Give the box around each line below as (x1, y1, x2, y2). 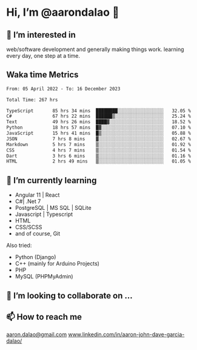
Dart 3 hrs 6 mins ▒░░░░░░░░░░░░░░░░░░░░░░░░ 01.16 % (6, 153, 191, 159)
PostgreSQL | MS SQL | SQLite (15, 204, 92, 212)
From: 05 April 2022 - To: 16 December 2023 (6, 86, 121, 92)
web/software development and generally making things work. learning (6, 45, 184, 53)
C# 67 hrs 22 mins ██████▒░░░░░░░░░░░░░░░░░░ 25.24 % (6, 113, 191, 119)
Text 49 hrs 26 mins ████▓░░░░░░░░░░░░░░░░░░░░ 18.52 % (6, 119, 191, 125)
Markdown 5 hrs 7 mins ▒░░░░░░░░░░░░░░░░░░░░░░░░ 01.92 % (6, 141, 191, 147)
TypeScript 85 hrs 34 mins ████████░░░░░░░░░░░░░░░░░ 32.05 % (6, 107, 191, 114)
